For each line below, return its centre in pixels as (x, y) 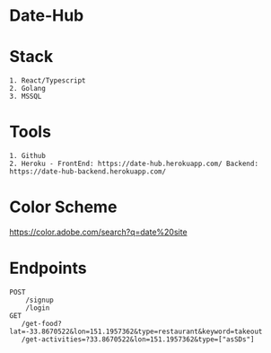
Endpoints (48, 268)
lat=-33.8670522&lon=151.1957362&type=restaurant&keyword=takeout (136, 331)
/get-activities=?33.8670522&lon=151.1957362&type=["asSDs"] (138, 339)
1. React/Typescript (48, 81)
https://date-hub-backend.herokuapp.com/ (88, 172)
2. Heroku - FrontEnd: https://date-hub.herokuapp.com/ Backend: (134, 164)
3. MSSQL (26, 97)
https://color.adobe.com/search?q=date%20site (98, 232)
